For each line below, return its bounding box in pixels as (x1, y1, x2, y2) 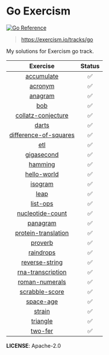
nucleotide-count (17, 209, 67, 218)
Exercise (29, 61, 55, 70)
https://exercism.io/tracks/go (20, 36, 93, 43)
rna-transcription (17, 268, 67, 276)
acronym (29, 81, 55, 90)
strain (34, 307, 50, 315)
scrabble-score (19, 287, 64, 296)
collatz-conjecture (15, 111, 69, 119)
